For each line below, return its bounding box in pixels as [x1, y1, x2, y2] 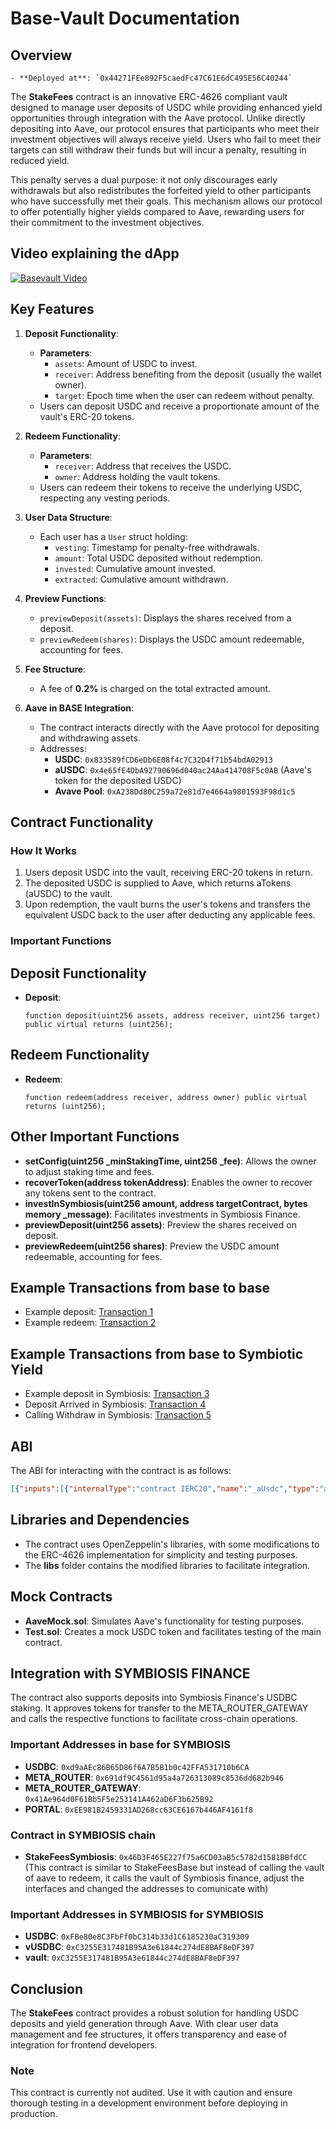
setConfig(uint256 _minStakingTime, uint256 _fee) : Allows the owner [24, 1155, 317, 1167]
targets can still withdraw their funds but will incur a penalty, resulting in [10, 144, 307, 156]
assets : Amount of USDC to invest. [54, 357, 198, 369]
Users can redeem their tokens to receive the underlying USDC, [39, 481, 303, 493]
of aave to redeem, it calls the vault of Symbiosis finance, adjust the [24, 1872, 305, 1884]
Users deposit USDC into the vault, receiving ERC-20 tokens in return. [24, 867, 313, 879]
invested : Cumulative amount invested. [54, 562, 217, 574]
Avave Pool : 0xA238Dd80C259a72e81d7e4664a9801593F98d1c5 [54, 785, 296, 797]
